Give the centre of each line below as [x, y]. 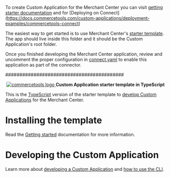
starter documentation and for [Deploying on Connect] [62, 13]
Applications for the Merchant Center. [45, 100]
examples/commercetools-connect [42, 23]
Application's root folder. [31, 44]
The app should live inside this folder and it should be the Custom [74, 39]
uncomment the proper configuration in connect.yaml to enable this [76, 60]
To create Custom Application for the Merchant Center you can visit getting [84, 7]
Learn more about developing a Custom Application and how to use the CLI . [85, 169]
